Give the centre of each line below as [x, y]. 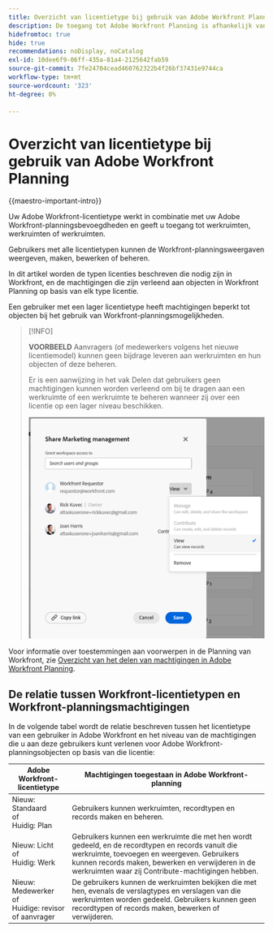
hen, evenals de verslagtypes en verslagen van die [156, 891]
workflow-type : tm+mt [45, 77]
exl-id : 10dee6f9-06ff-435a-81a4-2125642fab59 [89, 60]
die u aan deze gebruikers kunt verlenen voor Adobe [96, 744]
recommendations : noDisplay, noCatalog [76, 52]
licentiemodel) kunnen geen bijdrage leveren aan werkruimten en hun [145, 356]
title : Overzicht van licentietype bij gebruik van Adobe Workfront [127, 17]
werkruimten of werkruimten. [57, 234]
